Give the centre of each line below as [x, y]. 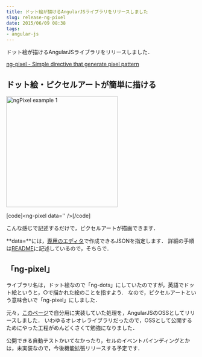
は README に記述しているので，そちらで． [59, 248]
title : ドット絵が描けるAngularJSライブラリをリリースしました [77, 12]
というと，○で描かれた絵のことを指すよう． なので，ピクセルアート [101, 292]
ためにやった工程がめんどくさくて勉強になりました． [72, 328]
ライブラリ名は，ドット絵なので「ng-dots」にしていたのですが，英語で [95, 285]
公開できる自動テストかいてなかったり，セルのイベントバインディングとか [98, 340]
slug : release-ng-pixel [36, 17]
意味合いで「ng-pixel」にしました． [56, 300]
